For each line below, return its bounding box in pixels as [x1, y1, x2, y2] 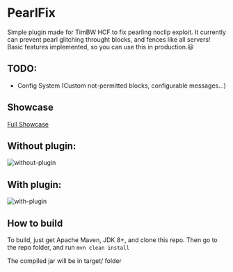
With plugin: [7, 179, 62, 191]
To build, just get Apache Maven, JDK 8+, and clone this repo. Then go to [7, 236, 218, 244]
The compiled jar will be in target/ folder [7, 257, 122, 265]
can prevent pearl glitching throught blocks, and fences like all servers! [7, 35, 211, 43]
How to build [7, 217, 63, 229]
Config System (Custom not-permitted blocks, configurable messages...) [17, 81, 226, 90]
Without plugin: [7, 140, 77, 152]
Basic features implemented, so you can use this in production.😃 [7, 42, 194, 51]
